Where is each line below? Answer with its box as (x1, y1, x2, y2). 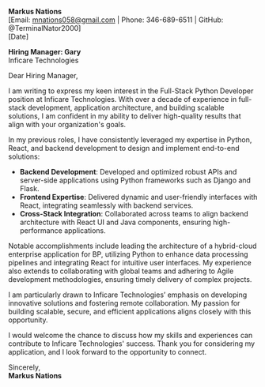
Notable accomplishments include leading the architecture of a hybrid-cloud (8, 241, 257, 250)
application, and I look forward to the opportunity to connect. (8, 348, 207, 356)
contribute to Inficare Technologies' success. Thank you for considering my (8, 339, 256, 348)
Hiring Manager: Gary (8, 47, 81, 56)
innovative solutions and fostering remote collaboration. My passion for (8, 299, 240, 307)
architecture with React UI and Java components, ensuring (19, 217, 211, 227)
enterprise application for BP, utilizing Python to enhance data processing (8, 250, 248, 259)
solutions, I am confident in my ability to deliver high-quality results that (8, 111, 241, 121)
